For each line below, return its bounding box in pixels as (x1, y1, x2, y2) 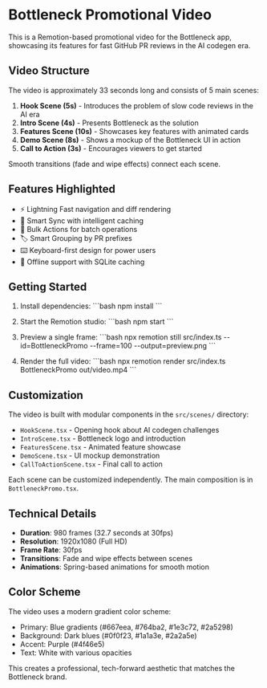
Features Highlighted (8, 182, 116, 196)
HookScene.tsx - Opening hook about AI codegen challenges (19, 425, 220, 435)
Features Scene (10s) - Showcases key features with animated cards (19, 126, 249, 136)
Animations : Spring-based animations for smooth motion (19, 562, 210, 572)
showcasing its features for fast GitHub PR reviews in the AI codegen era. (8, 40, 251, 50)
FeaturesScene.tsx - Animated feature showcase (19, 442, 181, 452)
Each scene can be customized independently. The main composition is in (8, 475, 253, 485)
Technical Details (8, 507, 97, 520)
